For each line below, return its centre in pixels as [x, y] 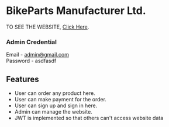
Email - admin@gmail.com [37, 55]
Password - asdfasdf [31, 61]
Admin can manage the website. [53, 112]
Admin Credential [32, 42]
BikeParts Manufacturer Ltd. [76, 11]
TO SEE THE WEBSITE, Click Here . [48, 27]
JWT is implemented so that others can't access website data [89, 118]
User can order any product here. [55, 93]
